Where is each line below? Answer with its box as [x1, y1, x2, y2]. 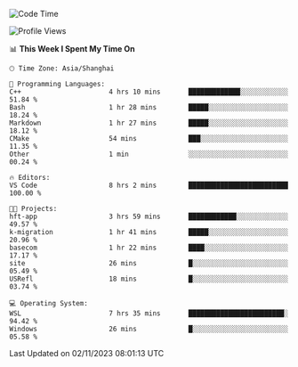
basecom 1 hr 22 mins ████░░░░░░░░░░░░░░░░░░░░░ [9, 243, 289, 252]
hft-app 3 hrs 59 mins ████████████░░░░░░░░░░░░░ [9, 212, 289, 221]
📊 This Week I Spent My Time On [9, 44, 135, 53]
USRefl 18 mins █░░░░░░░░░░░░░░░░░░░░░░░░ [9, 274, 289, 283]
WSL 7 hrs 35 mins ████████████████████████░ [9, 309, 289, 318]
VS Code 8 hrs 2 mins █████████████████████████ [9, 181, 289, 190]
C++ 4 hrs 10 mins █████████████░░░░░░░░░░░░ [9, 87, 289, 96]
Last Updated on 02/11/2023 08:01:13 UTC [9, 348, 165, 358]
